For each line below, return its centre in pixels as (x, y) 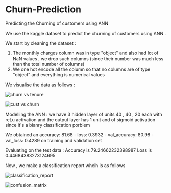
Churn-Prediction (43, 9)
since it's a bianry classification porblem (48, 125)
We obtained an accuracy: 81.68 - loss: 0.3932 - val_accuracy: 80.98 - (80, 135)
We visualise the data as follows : (40, 85)
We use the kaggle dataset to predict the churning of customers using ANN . (86, 33)
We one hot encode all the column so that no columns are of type (81, 69)
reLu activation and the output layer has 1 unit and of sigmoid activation (80, 119)
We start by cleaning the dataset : (41, 43)
